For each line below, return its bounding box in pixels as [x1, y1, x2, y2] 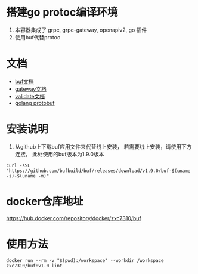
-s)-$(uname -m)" [6, 173, 49, 179]
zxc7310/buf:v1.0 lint [6, 263, 63, 269]
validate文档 [14, 93, 45, 100]
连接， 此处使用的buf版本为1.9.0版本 [14, 150, 104, 158]
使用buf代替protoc [14, 33, 61, 41]
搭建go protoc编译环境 [6, 5, 118, 19]
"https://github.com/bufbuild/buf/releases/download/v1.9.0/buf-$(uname [6, 168, 191, 174]
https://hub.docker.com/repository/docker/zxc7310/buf [6, 214, 142, 221]
